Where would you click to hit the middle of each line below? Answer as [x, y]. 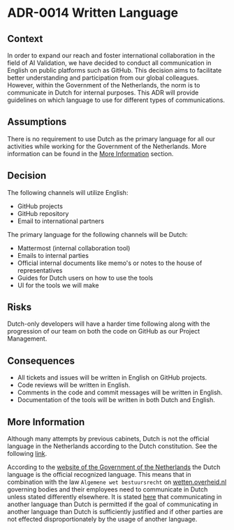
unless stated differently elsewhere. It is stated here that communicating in [115, 497]
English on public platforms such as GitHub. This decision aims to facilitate [115, 70]
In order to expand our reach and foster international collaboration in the [111, 55]
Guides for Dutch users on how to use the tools [85, 278]
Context [25, 39]
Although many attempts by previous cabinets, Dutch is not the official [108, 439]
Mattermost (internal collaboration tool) [74, 248]
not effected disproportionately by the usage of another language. [102, 520]
